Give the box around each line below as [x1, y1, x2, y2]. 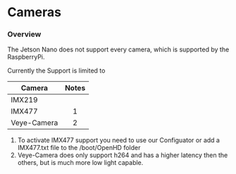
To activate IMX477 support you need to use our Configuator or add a [17, 136, 221, 144]
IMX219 [11, 95, 38, 105]
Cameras [7, 4, 62, 20]
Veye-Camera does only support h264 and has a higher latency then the [17, 151, 228, 159]
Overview [7, 30, 42, 39]
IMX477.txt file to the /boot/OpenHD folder [17, 144, 141, 152]
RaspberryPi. [7, 53, 45, 61]
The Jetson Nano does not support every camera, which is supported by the [7, 45, 230, 54]
